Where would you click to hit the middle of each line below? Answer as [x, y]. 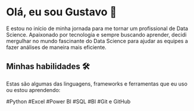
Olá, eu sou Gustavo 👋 [62, 12]
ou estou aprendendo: [33, 90]
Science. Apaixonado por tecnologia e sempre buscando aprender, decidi [96, 34]
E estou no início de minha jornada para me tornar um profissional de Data [97, 28]
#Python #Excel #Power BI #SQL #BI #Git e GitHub [68, 101]
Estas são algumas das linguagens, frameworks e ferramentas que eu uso [97, 84]
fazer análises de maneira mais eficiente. [57, 47]
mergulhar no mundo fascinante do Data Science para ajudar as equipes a [97, 41]
